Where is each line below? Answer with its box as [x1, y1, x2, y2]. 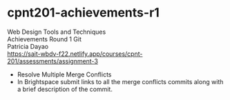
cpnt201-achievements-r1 [7, 5, 160, 21]
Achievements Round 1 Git [7, 34, 82, 43]
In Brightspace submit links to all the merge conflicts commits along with [17, 77, 224, 86]
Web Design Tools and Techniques [7, 28, 106, 36]
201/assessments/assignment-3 [7, 57, 99, 65]
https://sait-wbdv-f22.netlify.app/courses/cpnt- [7, 50, 143, 58]
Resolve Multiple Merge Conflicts [17, 70, 112, 79]
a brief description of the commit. [17, 85, 113, 93]
